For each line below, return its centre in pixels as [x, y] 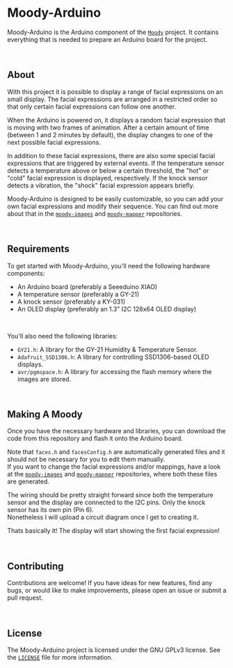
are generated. [29, 481]
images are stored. [44, 379]
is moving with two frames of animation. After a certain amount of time [109, 127]
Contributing [35, 566]
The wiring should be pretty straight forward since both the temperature [110, 495]
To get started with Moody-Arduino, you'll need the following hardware [109, 265]
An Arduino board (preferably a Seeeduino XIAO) [87, 286]
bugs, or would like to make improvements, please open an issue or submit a [117, 591]
